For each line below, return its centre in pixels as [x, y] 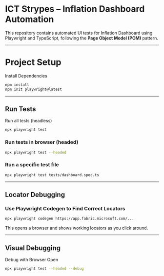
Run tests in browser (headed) [42, 142]
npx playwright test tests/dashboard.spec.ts [52, 175]
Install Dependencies [26, 76]
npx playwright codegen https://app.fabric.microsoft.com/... [70, 219]
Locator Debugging [35, 195]
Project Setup [33, 62]
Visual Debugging [33, 248]
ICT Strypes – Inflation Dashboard [75, 9]
